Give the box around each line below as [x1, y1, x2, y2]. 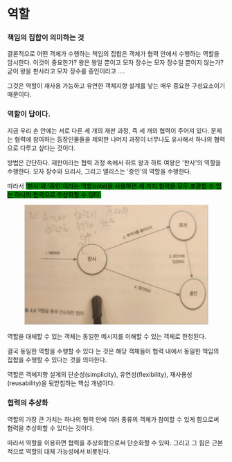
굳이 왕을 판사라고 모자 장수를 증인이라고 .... [7, 67, 125, 75]
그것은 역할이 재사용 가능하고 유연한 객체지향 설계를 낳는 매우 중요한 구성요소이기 [7, 82, 226, 90]
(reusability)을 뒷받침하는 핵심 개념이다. [7, 379, 116, 387]
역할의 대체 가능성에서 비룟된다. [25, 447, 111, 455]
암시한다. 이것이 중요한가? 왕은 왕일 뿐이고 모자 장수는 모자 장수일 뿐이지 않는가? [7, 58, 224, 66]
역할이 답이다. [7, 109, 51, 119]
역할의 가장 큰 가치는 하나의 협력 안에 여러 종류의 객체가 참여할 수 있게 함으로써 [7, 415, 220, 423]
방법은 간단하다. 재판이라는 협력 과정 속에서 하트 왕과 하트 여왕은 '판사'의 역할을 [7, 158, 222, 167]
